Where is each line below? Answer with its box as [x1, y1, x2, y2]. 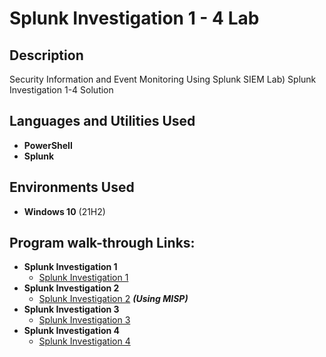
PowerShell [23, 139, 73, 151]
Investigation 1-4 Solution [9, 84, 114, 96]
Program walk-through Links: [9, 235, 196, 252]
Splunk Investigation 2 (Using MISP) [38, 293, 189, 305]
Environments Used [9, 179, 135, 196]
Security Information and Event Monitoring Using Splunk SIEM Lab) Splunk [9, 73, 317, 85]
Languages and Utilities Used [9, 113, 196, 130]
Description [9, 47, 84, 64]
